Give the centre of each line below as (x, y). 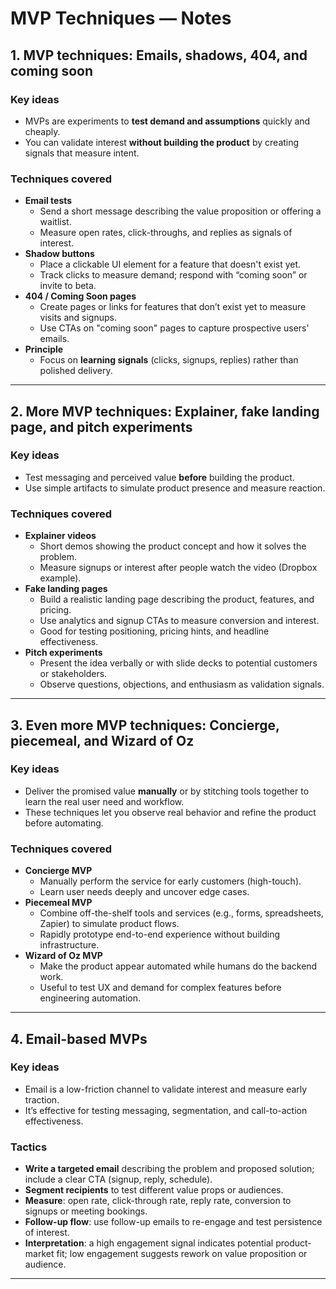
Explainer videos (60, 536)
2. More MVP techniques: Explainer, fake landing (165, 411)
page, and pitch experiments (101, 427)
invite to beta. (68, 286)
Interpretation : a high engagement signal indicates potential (149, 1243)
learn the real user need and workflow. (104, 801)
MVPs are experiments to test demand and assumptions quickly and (167, 121)
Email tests (48, 201)
